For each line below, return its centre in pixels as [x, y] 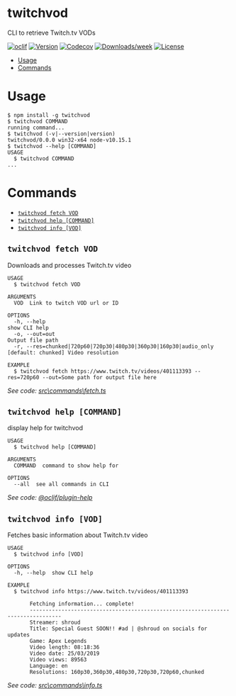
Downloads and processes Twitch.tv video [69, 265]
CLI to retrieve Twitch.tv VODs [51, 33]
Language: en [49, 666]
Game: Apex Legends [58, 641]
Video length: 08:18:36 [64, 647]
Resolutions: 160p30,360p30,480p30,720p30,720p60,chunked [117, 672]
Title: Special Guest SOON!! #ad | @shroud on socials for [118, 629]
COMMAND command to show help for [66, 466]
